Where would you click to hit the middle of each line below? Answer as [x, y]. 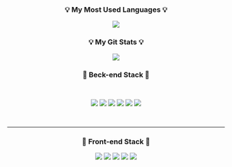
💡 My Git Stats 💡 [116, 42]
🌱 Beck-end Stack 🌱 [116, 75]
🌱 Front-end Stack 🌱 [116, 141]
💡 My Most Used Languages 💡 [116, 10]
